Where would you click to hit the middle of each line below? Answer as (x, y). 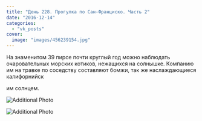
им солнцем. (23, 88)
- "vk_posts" (28, 29)
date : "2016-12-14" (31, 18)
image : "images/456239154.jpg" (51, 40)
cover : (15, 34)
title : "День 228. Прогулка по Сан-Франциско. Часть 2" (78, 12)
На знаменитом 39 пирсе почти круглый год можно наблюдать (88, 57)
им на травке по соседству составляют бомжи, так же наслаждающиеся (101, 70)
